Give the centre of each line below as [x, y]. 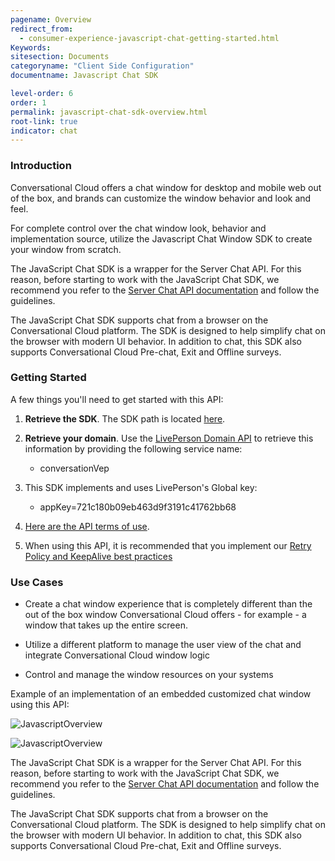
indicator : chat [44, 131]
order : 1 [28, 102]
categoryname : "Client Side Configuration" [102, 66]
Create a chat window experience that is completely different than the [168, 604]
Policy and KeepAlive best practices [98, 556]
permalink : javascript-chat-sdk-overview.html [109, 112]
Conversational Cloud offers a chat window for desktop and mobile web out [166, 187]
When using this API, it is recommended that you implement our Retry [168, 545]
